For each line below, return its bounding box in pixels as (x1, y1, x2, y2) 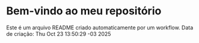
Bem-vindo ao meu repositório (6, 4, 162, 18)
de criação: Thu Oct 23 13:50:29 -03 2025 (6, 30, 111, 37)
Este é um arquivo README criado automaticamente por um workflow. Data (6, 24, 194, 31)
